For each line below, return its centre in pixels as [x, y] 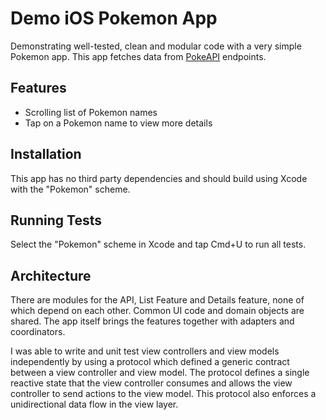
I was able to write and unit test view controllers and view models [145, 351]
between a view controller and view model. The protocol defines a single [160, 373]
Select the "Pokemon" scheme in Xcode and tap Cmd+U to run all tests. [158, 244]
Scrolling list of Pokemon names [91, 112]
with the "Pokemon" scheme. [70, 189]
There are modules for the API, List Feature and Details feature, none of [157, 300]
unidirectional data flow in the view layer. [94, 404]
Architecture [51, 275]
